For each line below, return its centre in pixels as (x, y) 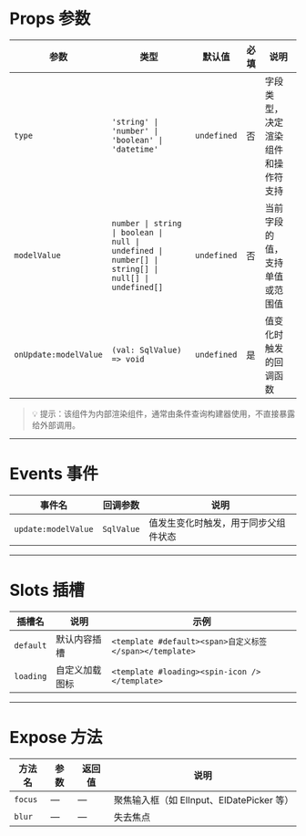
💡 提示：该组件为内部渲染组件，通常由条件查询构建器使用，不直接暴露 (163, 413)
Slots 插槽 (47, 590)
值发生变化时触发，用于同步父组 (217, 523)
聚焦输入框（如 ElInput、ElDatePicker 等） (204, 799)
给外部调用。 (56, 424)
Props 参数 (50, 19)
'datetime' (135, 149)
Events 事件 (54, 474)
